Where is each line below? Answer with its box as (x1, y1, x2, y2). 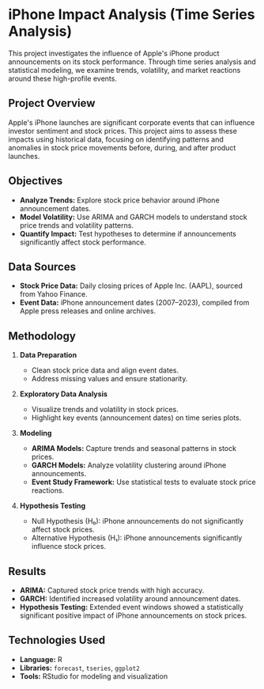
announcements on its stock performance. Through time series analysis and (8, 57, 257, 66)
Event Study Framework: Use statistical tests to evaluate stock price (31, 477, 256, 487)
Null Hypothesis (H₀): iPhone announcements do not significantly (31, 517, 243, 526)
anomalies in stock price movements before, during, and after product (8, 142, 236, 152)
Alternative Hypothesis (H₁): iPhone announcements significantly (31, 533, 243, 543)
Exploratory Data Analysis (19, 389, 108, 399)
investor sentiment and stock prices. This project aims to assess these (8, 126, 237, 135)
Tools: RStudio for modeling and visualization (19, 671, 168, 681)
